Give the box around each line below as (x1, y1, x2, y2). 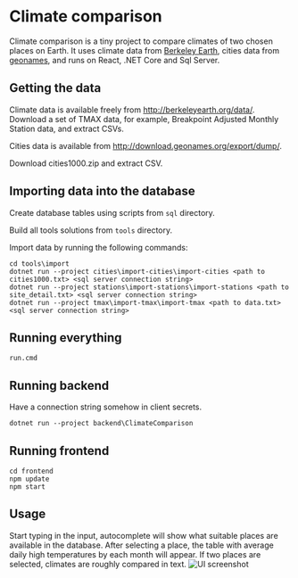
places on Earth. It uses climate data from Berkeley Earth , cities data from (9, 45, 279, 55)
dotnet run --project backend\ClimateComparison (9, 419, 194, 428)
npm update (9, 475, 50, 483)
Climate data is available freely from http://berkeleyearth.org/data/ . (9, 104, 255, 115)
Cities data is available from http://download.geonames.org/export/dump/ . (9, 140, 283, 151)
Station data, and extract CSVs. (9, 123, 125, 134)
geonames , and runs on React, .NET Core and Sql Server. (9, 54, 220, 65)
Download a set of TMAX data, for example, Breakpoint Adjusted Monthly (9, 113, 279, 124)
